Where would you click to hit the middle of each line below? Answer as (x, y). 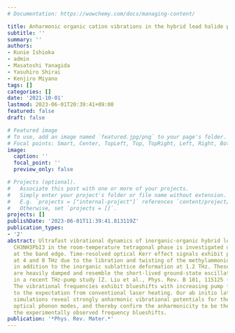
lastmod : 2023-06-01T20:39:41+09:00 (60, 105)
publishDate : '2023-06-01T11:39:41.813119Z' (73, 222)
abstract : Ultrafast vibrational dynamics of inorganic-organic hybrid (114, 240)
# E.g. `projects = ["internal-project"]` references (90, 202)
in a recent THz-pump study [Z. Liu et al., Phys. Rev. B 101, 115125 (119, 280)
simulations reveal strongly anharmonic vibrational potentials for (115, 299)
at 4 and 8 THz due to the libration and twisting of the (100, 260)
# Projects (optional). (42, 182)
